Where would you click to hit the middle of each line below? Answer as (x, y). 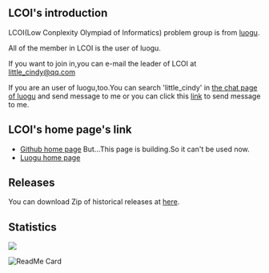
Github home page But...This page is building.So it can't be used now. (134, 149)
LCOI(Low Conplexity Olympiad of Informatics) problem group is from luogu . (134, 32)
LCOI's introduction (58, 13)
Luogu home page (50, 157)
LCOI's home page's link (70, 130)
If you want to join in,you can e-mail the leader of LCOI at (102, 63)
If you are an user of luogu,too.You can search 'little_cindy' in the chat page (133, 87)
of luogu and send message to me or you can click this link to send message (134, 96)
